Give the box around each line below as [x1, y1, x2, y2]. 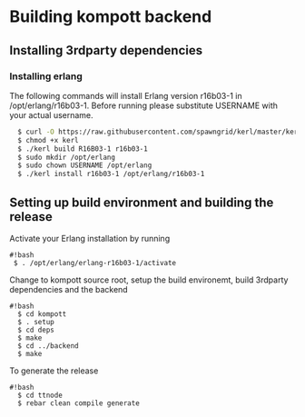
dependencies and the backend [9, 283, 129, 294]
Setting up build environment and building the [9, 194, 274, 210]
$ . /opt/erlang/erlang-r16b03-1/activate [13, 258, 177, 267]
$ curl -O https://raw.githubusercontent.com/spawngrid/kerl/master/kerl [17, 127, 302, 136]
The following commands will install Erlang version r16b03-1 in [9, 90, 242, 101]
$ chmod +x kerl [17, 135, 79, 144]
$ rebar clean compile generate [17, 398, 141, 408]
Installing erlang [9, 70, 84, 83]
